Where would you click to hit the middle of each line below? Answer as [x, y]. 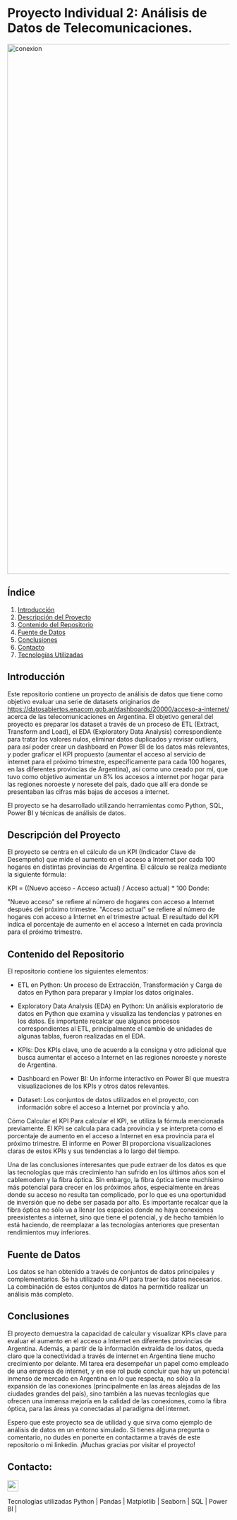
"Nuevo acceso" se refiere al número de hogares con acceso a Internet [111, 902]
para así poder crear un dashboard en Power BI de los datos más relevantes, [119, 747]
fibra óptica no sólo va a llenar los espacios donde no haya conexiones [110, 1210]
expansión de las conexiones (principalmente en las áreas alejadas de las [114, 1386]
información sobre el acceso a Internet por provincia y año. [103, 1107]
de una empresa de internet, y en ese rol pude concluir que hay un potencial [118, 1371]
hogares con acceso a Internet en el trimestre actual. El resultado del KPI [113, 917]
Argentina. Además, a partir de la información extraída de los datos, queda [116, 1348]
